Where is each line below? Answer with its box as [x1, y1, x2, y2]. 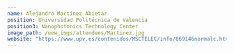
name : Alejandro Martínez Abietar [7, 10, 108, 17]
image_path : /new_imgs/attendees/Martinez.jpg [7, 29, 145, 36]
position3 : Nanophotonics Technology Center [7, 23, 139, 30]
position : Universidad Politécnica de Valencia [7, 17, 148, 23]
